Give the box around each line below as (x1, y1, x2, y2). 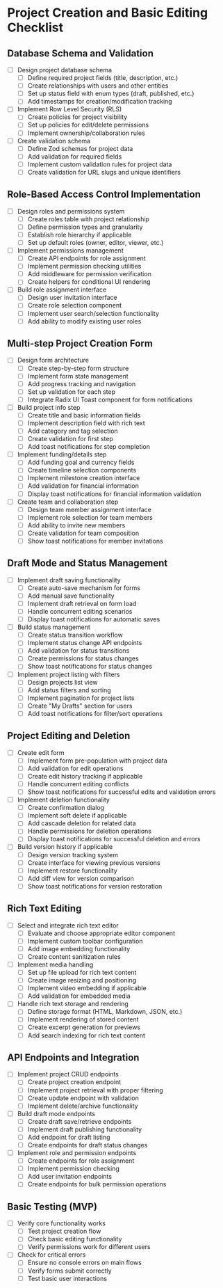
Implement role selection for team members (27, 513, 153, 521)
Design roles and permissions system (17, 207, 125, 215)
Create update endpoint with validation (27, 1094, 139, 1102)
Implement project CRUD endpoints (17, 1070, 119, 1079)
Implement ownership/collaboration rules (27, 129, 146, 137)
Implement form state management (27, 372, 129, 380)
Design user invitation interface (27, 294, 117, 302)
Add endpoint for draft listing (27, 1133, 110, 1141)
